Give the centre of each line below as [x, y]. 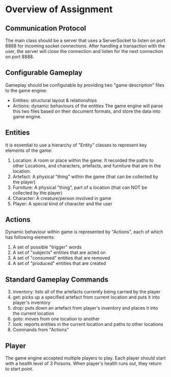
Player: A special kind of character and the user [63, 204]
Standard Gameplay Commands [57, 279]
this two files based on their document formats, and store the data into [87, 111]
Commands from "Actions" [41, 330]
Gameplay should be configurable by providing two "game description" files [85, 85]
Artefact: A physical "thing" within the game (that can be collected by [85, 177]
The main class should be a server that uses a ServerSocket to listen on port [85, 40]
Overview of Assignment [59, 9]
